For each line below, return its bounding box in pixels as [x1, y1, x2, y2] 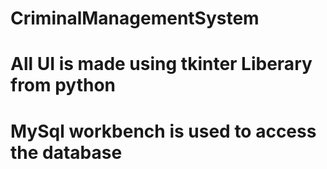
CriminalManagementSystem [10, 7, 260, 30]
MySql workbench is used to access [10, 120, 317, 142]
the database [10, 141, 123, 164]
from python [10, 74, 117, 97]
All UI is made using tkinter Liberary [10, 53, 313, 76]
